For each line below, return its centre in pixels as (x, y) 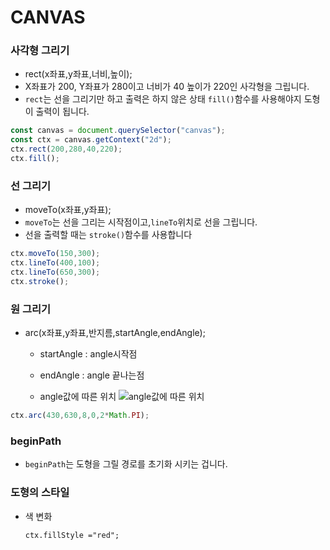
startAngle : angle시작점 (88, 354)
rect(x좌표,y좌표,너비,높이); (78, 74)
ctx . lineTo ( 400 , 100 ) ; (55, 263)
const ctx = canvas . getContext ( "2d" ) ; (91, 140)
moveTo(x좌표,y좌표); (68, 210)
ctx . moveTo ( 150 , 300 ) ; (55, 254)
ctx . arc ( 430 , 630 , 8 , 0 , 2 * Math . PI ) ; (80, 416)
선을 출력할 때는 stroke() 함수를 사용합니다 (108, 235)
